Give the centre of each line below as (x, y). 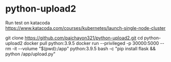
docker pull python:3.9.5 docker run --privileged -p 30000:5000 (91, 43)
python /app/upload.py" (30, 54)
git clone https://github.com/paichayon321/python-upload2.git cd (74, 38)
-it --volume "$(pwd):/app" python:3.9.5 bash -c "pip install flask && (84, 48)
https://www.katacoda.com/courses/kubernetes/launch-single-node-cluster (86, 28)
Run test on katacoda (28, 23)
